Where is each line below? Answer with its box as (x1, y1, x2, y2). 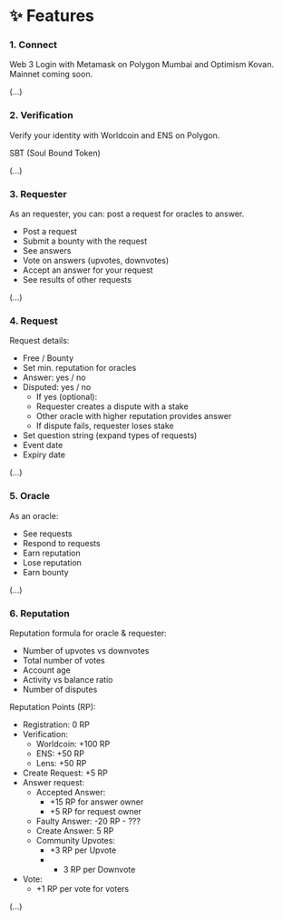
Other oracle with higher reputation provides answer (35, 411, 232, 422)
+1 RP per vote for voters (35, 883, 130, 894)
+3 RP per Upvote (49, 845, 117, 855)
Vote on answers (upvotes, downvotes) (22, 255, 170, 266)
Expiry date (22, 449, 66, 460)
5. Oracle (9, 490, 50, 503)
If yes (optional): (35, 392, 98, 403)
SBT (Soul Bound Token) (9, 147, 102, 158)
